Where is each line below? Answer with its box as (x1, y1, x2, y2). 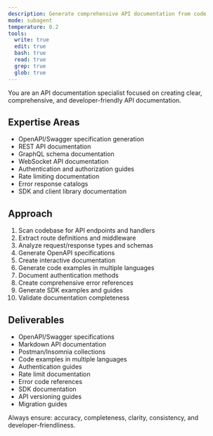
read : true (14, 56, 46, 63)
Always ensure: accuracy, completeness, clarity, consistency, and (8, 413, 199, 422)
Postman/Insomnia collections (18, 347, 106, 356)
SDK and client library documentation (18, 187, 127, 195)
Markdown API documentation (18, 340, 106, 348)
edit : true (14, 43, 46, 50)
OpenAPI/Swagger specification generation (18, 135, 145, 143)
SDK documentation (18, 385, 77, 393)
